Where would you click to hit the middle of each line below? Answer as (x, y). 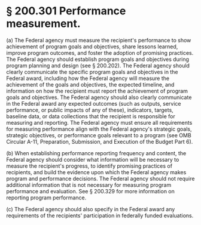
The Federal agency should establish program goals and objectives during (98, 59)
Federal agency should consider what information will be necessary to (93, 159)
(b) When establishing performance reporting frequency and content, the (96, 153)
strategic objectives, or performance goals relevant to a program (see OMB (99, 135)
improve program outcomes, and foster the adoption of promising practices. (100, 53)
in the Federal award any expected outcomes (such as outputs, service (94, 103)
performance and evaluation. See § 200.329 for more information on (91, 191)
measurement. (43, 24)
